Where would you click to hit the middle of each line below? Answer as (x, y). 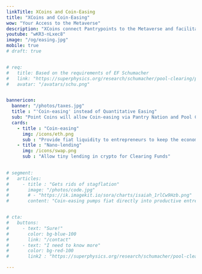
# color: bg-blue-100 (41, 234)
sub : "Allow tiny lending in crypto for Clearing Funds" (96, 157)
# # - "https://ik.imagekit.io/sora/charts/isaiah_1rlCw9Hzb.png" (99, 196)
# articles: (24, 179)
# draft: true (24, 51)
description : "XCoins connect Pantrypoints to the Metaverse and (90, 29)
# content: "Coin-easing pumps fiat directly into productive (94, 201)
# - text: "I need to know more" (54, 245)
